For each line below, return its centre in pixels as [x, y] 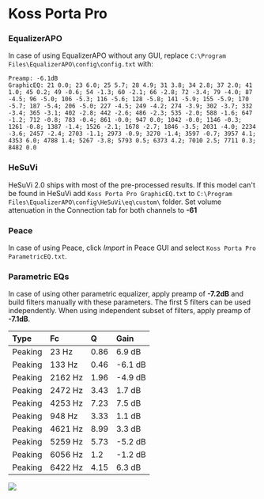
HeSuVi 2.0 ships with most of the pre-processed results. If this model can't [132, 185]
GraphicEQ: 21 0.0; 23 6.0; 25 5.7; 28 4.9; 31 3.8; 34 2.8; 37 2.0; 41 [130, 85]
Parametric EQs [39, 276]
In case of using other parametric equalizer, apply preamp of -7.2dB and [126, 294]
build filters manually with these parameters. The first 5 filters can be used [130, 302]
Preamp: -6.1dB [33, 79]
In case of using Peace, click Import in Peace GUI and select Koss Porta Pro [132, 248]
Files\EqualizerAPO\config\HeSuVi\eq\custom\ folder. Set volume [115, 202]
